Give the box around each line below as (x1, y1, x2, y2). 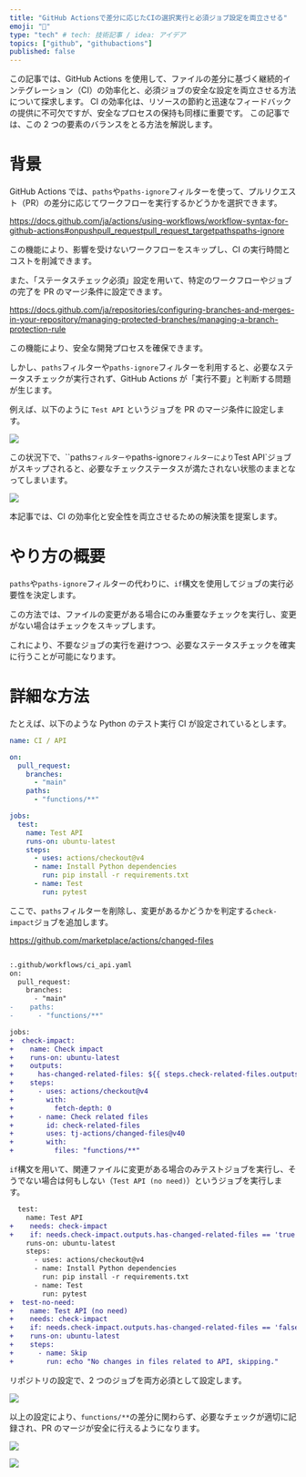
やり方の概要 (9, 546, 107, 567)
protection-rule (9, 324, 66, 335)
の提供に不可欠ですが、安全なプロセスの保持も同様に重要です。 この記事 (9, 107, 282, 118)
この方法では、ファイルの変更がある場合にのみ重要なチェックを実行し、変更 (9, 609, 297, 619)
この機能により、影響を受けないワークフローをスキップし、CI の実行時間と (9, 244, 291, 255)
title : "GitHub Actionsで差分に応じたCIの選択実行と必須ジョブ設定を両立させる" (9, 13, 289, 23)
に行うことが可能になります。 (9, 651, 121, 661)
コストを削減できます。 (9, 256, 97, 267)
